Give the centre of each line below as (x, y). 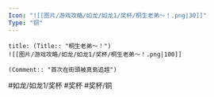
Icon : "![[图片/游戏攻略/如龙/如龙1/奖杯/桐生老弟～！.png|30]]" (108, 15)
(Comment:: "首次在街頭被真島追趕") (63, 69)
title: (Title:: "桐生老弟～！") (60, 46)
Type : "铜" (26, 23)
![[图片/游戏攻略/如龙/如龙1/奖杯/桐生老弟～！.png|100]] (95, 54)
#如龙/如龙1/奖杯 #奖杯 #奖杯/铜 (60, 85)
